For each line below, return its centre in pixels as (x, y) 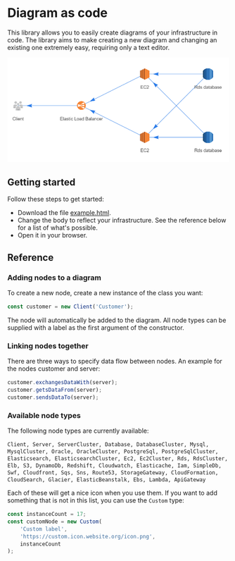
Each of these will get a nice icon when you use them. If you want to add (113, 493)
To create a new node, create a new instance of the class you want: (105, 292)
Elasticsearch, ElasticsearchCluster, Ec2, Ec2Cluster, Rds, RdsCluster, (118, 459)
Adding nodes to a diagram (55, 278)
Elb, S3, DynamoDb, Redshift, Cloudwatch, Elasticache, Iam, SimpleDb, (114, 466)
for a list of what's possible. (58, 228)
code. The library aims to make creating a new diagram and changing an (112, 39)
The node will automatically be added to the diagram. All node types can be (117, 320)
